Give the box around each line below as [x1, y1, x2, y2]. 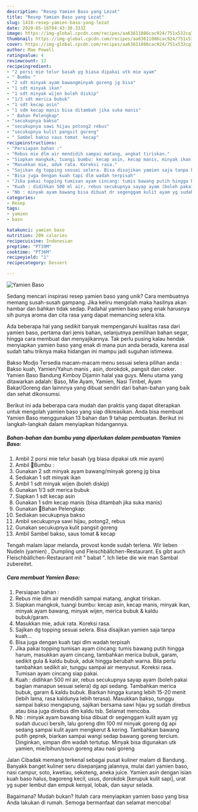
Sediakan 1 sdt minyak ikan [15, 474, 81, 481]
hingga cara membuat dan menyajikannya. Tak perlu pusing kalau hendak [6, 335, 185, 342]
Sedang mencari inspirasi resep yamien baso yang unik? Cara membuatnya [6, 292, 189, 299]
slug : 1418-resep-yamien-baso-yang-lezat [6, 19, 110, 25]
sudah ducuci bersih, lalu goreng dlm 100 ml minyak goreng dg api [15, 720, 177, 727]
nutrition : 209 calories [6, 232, 68, 238]
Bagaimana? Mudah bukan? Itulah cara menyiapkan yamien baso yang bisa [6, 793, 189, 800]
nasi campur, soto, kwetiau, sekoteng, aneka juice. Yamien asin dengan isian [6, 768, 192, 776]
